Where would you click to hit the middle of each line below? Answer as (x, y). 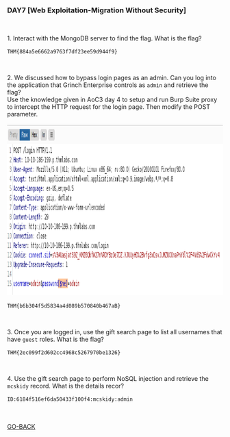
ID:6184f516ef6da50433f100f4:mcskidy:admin (70, 399)
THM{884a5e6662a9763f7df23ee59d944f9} (62, 52)
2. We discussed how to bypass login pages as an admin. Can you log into (112, 78)
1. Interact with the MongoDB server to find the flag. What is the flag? (104, 38)
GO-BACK (21, 427)
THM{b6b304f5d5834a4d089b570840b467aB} (64, 306)
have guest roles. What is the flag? (56, 339)
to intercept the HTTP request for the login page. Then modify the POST (109, 107)
